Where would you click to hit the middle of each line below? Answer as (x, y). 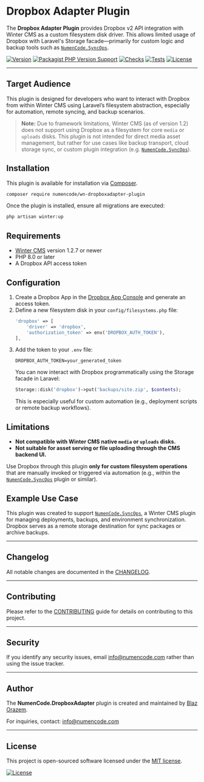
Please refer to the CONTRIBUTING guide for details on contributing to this (100, 611)
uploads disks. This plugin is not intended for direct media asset (101, 136)
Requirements (33, 236)
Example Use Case (42, 498)
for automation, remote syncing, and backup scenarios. (76, 111)
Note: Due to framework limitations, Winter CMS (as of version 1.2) (105, 123)
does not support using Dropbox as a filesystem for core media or (103, 130)
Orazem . (17, 710)
